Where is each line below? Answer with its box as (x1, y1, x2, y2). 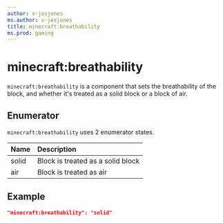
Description (37, 145, 77, 154)
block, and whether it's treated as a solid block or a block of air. (7, 89, 188, 98)
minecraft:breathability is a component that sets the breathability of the (7, 82, 216, 91)
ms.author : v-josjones (7, 17, 72, 24)
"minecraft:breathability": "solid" (7, 209, 113, 216)
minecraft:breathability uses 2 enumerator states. (7, 128, 155, 136)
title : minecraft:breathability (7, 23, 100, 30)
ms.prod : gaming (7, 29, 54, 37)
